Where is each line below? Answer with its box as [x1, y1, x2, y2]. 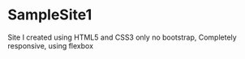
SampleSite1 [7, 6, 92, 24]
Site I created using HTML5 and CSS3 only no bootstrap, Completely [7, 32, 237, 42]
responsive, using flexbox [7, 40, 94, 50]
